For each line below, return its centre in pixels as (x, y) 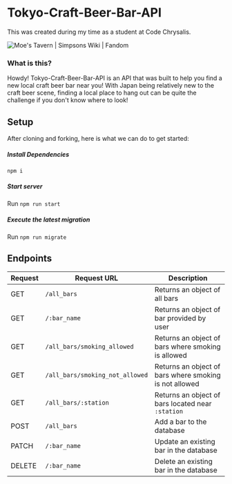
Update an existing (185, 441)
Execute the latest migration (49, 220)
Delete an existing (183, 461)
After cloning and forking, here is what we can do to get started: (98, 139)
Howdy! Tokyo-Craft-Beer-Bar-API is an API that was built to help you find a (115, 78)
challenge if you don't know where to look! (68, 100)
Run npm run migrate (37, 237)
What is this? (29, 63)
